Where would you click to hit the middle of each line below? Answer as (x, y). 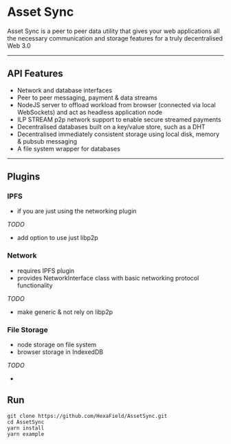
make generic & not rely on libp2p (65, 312)
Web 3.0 (19, 45)
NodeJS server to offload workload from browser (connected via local (116, 104)
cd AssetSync (26, 422)
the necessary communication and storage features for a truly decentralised (115, 38)
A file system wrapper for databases (68, 148)
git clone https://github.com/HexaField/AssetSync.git (87, 416)
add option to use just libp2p (57, 238)
